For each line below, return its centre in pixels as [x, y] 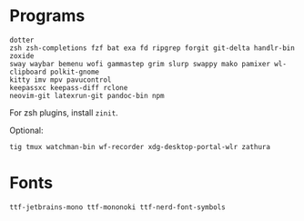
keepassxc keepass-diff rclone [69, 87]
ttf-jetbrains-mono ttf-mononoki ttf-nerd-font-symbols [117, 207]
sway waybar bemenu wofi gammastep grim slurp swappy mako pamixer [140, 64]
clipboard [28, 72]
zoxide [22, 55]
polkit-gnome [75, 72]
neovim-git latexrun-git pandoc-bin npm [87, 95]
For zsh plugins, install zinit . [64, 112]
